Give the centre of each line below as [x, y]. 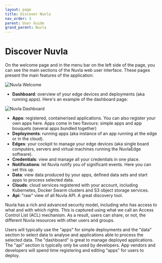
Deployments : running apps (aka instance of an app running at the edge [84, 133]
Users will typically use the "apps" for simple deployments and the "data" [78, 230]
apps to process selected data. [43, 180]
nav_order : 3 [18, 18]
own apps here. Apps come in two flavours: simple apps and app [77, 123]
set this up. [23, 170]
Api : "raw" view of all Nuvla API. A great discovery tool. [67, 196]
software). [22, 154]
